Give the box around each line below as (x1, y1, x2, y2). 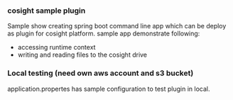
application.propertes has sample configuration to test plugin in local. (7, 84, 210, 93)
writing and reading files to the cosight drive (17, 50, 148, 59)
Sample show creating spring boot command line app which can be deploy (7, 22, 227, 30)
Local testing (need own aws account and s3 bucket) (7, 68, 194, 78)
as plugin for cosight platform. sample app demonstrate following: (7, 29, 200, 38)
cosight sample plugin (7, 6, 86, 16)
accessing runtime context (17, 43, 96, 52)
